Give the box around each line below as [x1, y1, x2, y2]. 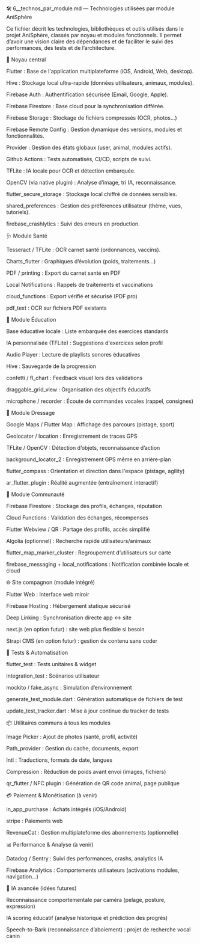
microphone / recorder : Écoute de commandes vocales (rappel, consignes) [6, 397, 194, 405]
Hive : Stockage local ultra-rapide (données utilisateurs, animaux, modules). [6, 79, 194, 86]
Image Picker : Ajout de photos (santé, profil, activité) [6, 733, 138, 740]
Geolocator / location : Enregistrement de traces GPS [6, 432, 138, 440]
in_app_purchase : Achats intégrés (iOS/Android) [6, 806, 127, 813]
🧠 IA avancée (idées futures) [6, 884, 77, 892]
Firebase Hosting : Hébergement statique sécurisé [6, 602, 131, 609]
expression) [6, 903, 36, 910]
